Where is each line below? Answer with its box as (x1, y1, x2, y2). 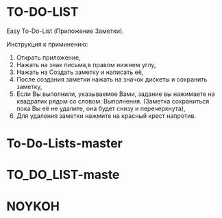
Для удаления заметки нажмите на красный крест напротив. (16, 111, 197, 120)
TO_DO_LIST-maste (6, 167, 120, 182)
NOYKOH (6, 198, 60, 214)
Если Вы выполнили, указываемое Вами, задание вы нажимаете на (16, 90, 215, 98)
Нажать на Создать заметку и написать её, (16, 68, 144, 76)
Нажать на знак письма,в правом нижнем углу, (16, 60, 156, 69)
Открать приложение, (16, 53, 82, 62)
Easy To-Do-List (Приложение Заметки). (6, 27, 124, 35)
